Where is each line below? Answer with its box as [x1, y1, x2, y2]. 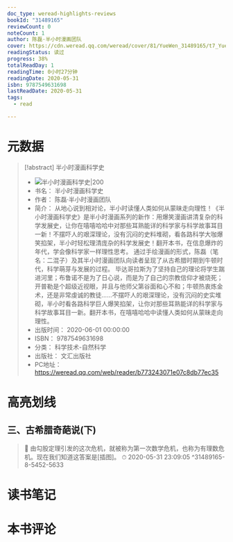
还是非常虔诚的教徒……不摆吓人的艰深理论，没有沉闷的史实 [46, 290, 216, 299]
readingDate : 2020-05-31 [7, 74, 79, 82]
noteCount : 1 [7, 29, 45, 37]
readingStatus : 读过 [7, 49, 64, 56]
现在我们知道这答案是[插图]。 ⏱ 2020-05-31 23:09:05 [36, 452, 191, 461]
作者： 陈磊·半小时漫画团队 [34, 195, 112, 204]
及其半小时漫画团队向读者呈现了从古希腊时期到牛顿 [71, 256, 217, 264]
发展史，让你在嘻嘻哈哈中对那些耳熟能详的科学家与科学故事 [40, 221, 212, 229]
